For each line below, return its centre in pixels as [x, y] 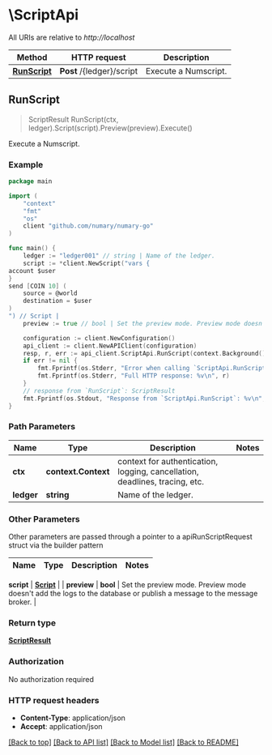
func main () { [32, 249]
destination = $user [57, 301]
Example [26, 164]
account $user [32, 271]
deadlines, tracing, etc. [161, 481]
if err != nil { [51, 361]
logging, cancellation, [158, 471]
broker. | [22, 602]
